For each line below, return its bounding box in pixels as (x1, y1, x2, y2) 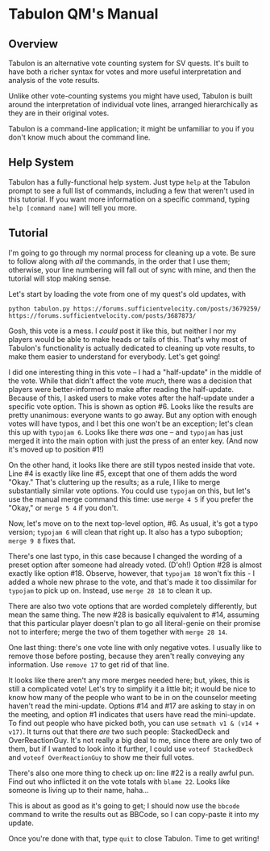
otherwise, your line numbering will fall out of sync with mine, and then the (8, 265, 256, 274)
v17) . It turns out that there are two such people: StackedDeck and (8, 727, 230, 736)
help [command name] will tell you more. (8, 202, 137, 212)
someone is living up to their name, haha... (8, 785, 149, 795)
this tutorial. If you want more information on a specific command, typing (8, 194, 250, 204)
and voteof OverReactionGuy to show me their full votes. (8, 752, 195, 762)
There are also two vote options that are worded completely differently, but (8, 601, 257, 611)
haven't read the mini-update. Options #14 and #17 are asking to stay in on (8, 701, 255, 711)
